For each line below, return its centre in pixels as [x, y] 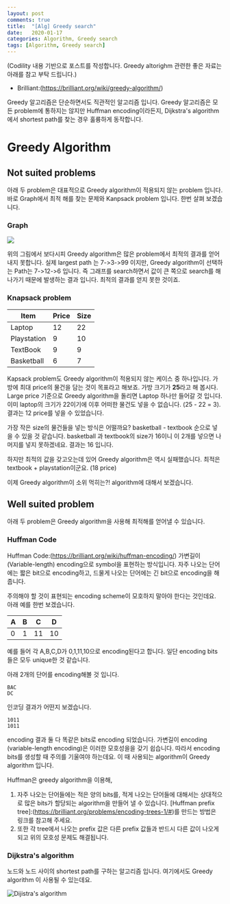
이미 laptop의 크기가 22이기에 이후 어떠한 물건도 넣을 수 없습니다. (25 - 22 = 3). [114, 404]
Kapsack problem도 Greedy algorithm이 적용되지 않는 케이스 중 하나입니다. [109, 379]
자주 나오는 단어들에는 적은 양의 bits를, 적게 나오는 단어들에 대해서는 [108, 794]
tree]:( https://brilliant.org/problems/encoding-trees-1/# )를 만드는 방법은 [117, 811]
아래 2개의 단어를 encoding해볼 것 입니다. [63, 674]
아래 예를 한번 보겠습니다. [41, 604]
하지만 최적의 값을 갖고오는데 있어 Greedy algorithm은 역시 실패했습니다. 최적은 [114, 459]
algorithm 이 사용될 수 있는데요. [50, 880]
